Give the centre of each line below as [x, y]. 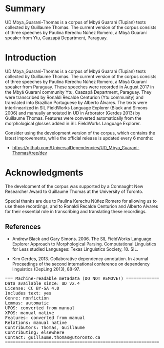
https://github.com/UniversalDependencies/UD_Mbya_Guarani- [76, 147]
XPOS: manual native [30, 313]
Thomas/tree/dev [30, 153]
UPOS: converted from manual [40, 308]
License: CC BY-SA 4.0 [32, 288]
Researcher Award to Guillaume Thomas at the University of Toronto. [74, 191]
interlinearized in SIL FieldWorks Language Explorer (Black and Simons [76, 107]
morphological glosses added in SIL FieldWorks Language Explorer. [73, 123]
